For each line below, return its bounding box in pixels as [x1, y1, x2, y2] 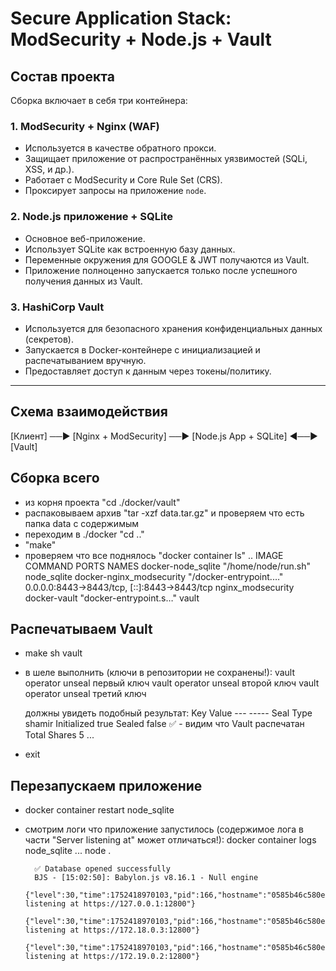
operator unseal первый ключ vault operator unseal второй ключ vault [24, 677, 320, 689]
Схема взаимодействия [10, 403, 168, 421]
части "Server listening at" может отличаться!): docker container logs [24, 834, 317, 846]
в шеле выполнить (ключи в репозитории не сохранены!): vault [24, 667, 296, 679]
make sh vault [24, 647, 83, 659]
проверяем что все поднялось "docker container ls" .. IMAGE [24, 549, 284, 561]
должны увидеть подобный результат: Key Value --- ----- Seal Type [24, 707, 313, 719]
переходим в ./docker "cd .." [24, 528, 145, 540]
